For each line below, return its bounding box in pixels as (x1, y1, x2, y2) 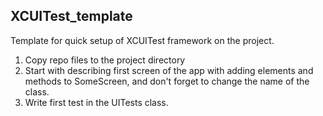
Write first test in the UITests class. (24, 96, 169, 108)
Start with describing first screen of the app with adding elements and (24, 64, 314, 76)
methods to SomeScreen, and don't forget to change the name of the (24, 75, 310, 87)
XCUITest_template (10, 8, 133, 25)
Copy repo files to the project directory (24, 54, 186, 66)
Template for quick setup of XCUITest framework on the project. (10, 34, 275, 46)
